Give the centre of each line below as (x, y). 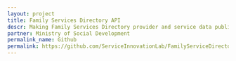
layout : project (31, 14)
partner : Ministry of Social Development (69, 33)
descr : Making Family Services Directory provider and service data (110, 27)
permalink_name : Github (42, 40)
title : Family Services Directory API (64, 20)
